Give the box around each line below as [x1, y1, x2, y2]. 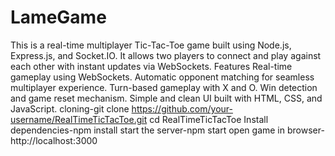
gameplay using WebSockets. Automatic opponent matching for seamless [10, 71, 315, 83]
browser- [286, 124, 325, 136]
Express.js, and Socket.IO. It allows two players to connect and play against [10, 49, 322, 61]
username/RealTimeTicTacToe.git [10, 113, 148, 125]
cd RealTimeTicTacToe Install [149, 113, 269, 125]
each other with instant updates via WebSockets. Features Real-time [10, 60, 293, 72]
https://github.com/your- [131, 102, 233, 115]
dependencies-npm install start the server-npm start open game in [10, 124, 286, 136]
